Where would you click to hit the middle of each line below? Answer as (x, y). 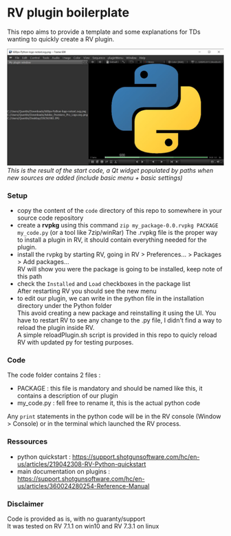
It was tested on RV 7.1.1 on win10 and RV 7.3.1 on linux (83, 526)
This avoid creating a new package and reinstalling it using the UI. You (117, 313)
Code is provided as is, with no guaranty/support (76, 519)
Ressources (27, 442)
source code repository (50, 218)
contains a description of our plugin (67, 396)
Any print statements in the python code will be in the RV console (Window (114, 416)
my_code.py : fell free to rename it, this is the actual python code (109, 403)
